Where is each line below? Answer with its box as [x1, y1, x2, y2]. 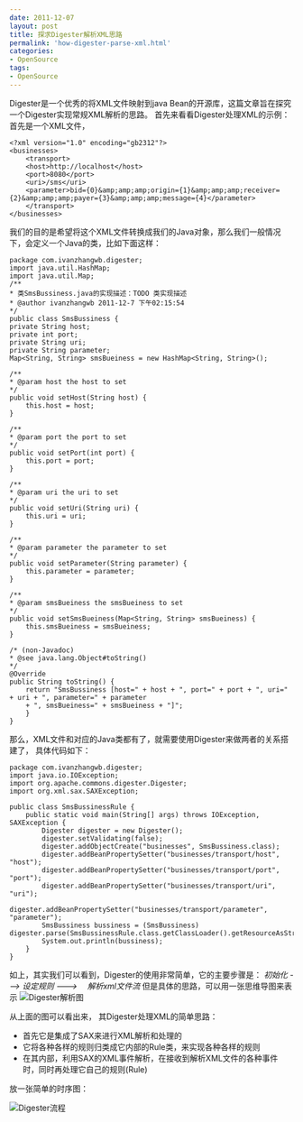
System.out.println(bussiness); [41, 936, 164, 945]
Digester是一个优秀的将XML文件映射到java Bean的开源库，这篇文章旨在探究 [9, 97, 291, 108]
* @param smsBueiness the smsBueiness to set [9, 598, 183, 607]
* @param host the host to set [9, 377, 127, 386]
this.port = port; [25, 456, 95, 465]
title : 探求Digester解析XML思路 [9, 30, 124, 39]
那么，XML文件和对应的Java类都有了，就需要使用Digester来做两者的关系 [9, 733, 281, 744]
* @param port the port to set [9, 432, 127, 442]
